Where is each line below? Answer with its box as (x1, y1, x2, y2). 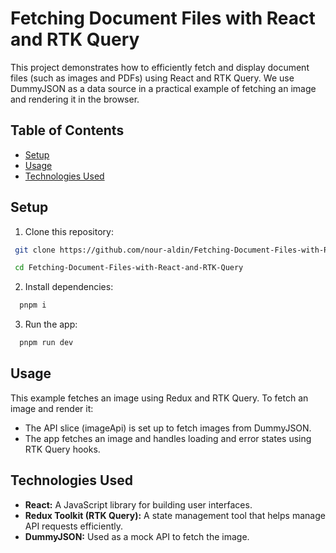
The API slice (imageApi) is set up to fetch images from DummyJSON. (24, 422, 312, 434)
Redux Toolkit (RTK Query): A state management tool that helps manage (24, 509, 326, 521)
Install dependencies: (24, 281, 114, 293)
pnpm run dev (19, 338, 74, 348)
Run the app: (24, 318, 78, 331)
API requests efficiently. (24, 520, 123, 532)
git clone (14, 245, 56, 255)
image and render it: (10, 402, 94, 414)
